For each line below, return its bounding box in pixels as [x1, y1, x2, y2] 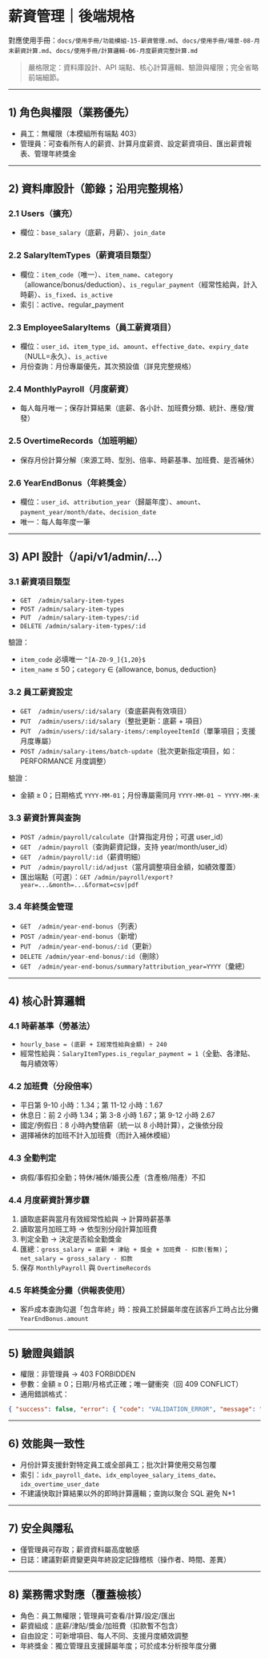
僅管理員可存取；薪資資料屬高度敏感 [19, 1544, 140, 1554]
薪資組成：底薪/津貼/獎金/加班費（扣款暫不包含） [19, 1620, 183, 1630]
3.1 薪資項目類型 [8, 576, 70, 587]
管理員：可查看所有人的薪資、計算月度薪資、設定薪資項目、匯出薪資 [19, 138, 245, 148]
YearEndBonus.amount [19, 1315, 89, 1323]
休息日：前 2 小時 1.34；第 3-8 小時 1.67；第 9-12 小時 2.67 [19, 1111, 215, 1120]
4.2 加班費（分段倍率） [8, 1081, 98, 1092]
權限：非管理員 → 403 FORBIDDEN [19, 1369, 136, 1379]
